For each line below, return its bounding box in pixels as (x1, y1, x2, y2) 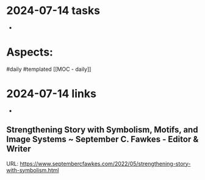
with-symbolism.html (6, 166, 59, 174)
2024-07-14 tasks (6, 4, 101, 18)
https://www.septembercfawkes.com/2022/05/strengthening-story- (20, 160, 191, 167)
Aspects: (6, 45, 54, 59)
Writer (6, 144, 31, 154)
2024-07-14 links (6, 87, 96, 101)
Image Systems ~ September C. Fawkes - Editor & (6, 134, 199, 145)
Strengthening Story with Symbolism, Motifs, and (6, 124, 198, 135)
